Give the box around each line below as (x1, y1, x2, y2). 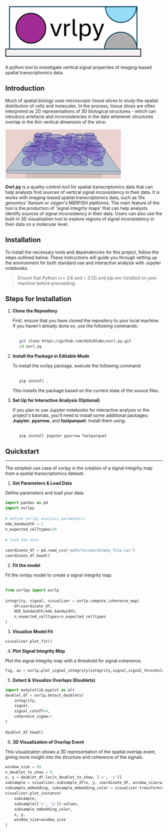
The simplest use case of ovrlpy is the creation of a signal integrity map (5, 465, 152, 471)
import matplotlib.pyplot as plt (5, 687, 75, 692)
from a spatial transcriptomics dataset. (5, 470, 85, 477)
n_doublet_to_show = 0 (5, 770, 52, 775)
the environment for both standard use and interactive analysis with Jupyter (5, 260, 161, 266)
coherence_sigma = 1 (14, 714, 52, 719)
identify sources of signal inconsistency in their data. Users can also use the (5, 210, 162, 216)
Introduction (5, 84, 45, 93)
